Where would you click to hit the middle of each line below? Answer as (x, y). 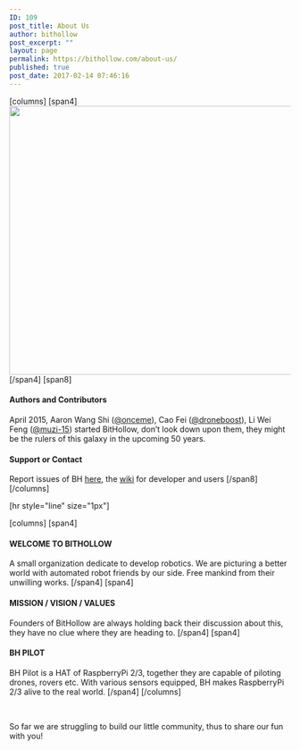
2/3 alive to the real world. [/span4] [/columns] (95, 691)
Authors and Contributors (58, 400)
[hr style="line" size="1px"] (59, 506)
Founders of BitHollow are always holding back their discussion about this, (146, 623)
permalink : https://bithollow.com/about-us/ (93, 59)
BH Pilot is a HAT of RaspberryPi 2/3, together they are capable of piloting (145, 672)
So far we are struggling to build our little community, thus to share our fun (146, 726)
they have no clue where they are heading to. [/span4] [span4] (125, 632)
